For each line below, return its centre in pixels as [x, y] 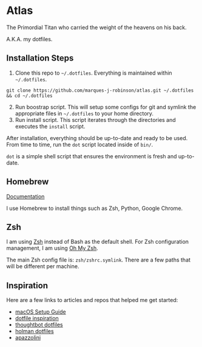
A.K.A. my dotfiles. [29, 39]
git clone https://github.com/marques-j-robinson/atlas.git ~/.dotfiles [100, 90]
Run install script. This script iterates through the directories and [95, 120]
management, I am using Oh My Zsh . [52, 248]
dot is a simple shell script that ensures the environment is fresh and [92, 156]
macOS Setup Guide [40, 312]
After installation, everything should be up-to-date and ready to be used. [97, 138]
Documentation [25, 196]
